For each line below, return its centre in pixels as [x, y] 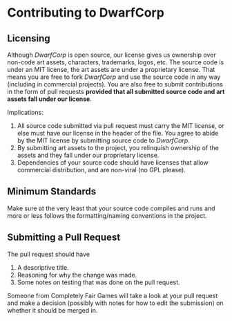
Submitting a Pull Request [64, 238]
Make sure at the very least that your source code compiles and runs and [111, 208]
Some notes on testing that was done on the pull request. [99, 282]
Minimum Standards [52, 192]
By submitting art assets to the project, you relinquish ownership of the [118, 148]
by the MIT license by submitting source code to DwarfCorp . [103, 140]
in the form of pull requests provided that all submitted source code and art [116, 92]
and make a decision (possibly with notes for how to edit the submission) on [115, 303]
